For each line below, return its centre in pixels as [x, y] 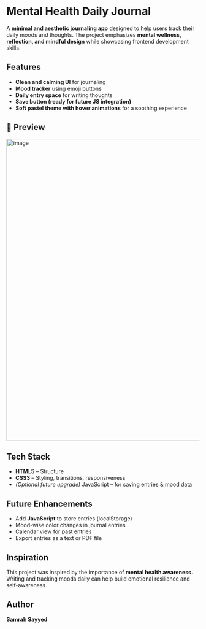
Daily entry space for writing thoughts [64, 95]
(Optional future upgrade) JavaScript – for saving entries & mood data [104, 484]
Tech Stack [28, 456]
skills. [13, 48]
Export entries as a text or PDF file [59, 538]
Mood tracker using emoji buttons [59, 88]
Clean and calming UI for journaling [60, 82]
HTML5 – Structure [40, 471]
